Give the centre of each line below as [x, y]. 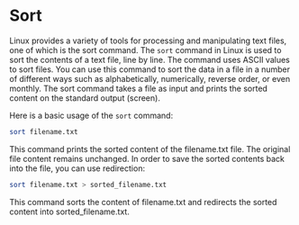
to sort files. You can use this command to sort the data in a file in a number [150, 69]
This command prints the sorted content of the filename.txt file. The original [150, 148]
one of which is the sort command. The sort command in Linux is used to [145, 49]
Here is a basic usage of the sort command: [91, 115]
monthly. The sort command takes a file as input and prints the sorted [139, 88]
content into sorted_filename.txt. [70, 211]
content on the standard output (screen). [85, 98]
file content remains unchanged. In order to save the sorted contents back [147, 158]
